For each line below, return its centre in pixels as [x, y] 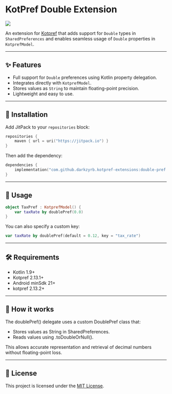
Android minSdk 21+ [34, 283]
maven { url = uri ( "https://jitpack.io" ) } [62, 141]
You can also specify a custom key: [43, 226]
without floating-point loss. [34, 352]
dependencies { [21, 165]
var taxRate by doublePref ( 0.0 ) [49, 212]
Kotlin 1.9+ [24, 272]
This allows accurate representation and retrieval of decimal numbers [79, 347]
